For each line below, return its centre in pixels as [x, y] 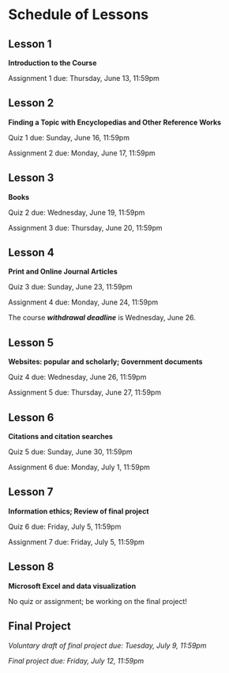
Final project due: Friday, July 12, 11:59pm [76, 660]
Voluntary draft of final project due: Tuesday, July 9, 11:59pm [107, 645]
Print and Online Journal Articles [63, 272]
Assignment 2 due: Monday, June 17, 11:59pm [82, 153]
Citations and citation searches [60, 437]
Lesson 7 [31, 492]
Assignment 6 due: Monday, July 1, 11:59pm [79, 467]
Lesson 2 [31, 103]
